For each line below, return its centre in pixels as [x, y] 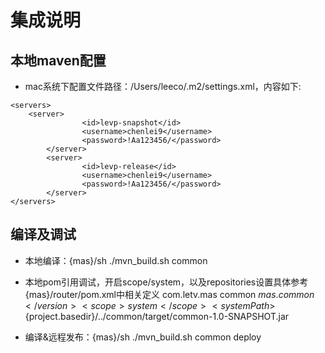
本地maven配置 [58, 60]
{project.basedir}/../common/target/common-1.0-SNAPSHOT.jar [157, 316]
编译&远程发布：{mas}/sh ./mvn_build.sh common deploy [143, 337]
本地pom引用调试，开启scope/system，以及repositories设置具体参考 [166, 282]
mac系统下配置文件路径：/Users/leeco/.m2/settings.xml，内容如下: [163, 86]
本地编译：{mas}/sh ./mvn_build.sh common [116, 260]
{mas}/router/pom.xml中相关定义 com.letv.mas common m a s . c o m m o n [169, 294]
